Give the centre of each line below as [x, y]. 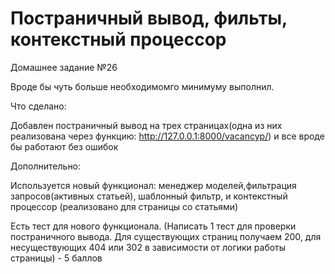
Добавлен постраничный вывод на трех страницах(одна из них [146, 125]
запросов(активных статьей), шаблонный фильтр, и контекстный [149, 196]
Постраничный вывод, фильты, [149, 18]
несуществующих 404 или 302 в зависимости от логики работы [148, 247]
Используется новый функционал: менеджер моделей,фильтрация [153, 185]
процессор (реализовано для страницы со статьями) [124, 206]
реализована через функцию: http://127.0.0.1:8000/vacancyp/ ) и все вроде [167, 136]
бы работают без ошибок [64, 146]
